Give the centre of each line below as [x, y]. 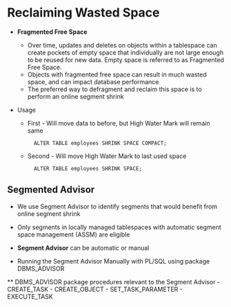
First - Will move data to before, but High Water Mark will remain [119, 123]
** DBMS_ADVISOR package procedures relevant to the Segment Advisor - [114, 281]
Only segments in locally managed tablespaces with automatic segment [119, 227]
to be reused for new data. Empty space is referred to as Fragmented [125, 59]
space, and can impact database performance [93, 81]
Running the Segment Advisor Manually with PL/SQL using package [113, 261]
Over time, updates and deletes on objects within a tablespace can [122, 45]
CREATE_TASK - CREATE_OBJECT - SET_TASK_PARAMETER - [95, 289]
